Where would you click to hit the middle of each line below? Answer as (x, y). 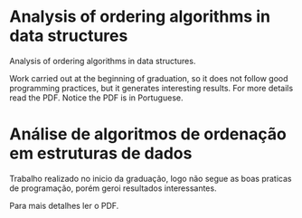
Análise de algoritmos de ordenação (148, 134)
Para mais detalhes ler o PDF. (64, 205)
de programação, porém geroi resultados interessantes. (113, 188)
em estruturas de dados (101, 153)
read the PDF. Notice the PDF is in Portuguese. (96, 98)
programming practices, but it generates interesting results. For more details (151, 88)
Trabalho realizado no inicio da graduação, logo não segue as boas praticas (151, 178)
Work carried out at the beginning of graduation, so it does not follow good (149, 78)
